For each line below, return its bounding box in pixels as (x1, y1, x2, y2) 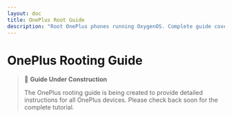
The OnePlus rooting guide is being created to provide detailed (23, 89, 203, 97)
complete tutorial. (23, 103, 75, 111)
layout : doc (7, 10, 41, 17)
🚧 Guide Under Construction (23, 75, 108, 83)
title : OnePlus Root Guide (7, 17, 85, 23)
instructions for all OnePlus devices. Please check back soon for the (23, 96, 219, 104)
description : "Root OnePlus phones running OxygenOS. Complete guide (7, 23, 212, 30)
